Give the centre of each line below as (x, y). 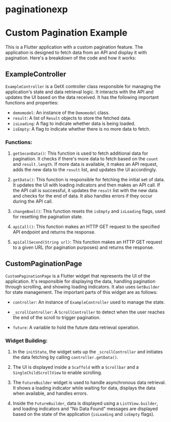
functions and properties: (32, 102)
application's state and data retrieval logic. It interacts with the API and (80, 92)
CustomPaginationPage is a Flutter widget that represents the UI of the (78, 276)
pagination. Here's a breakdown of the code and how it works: (71, 58)
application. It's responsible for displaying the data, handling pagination (80, 281)
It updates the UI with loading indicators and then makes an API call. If (86, 185)
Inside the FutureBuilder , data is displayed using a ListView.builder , (85, 404)
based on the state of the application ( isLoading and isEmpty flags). (83, 414)
